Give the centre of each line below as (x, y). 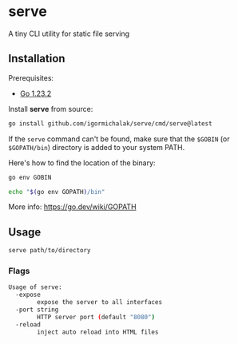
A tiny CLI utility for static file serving (69, 34)
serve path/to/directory (50, 251)
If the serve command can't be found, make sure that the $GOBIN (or (119, 139)
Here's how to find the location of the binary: (82, 163)
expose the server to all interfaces (99, 302)
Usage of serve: (35, 287)
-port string (37, 310)
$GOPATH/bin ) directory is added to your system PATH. (97, 147)
